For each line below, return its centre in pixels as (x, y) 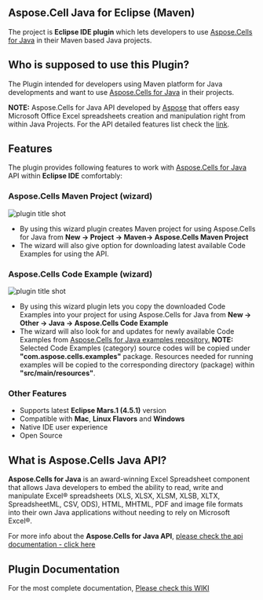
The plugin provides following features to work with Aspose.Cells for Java (128, 167)
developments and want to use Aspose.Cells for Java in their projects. (121, 92)
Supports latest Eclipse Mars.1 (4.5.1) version (93, 411)
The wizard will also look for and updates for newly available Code (127, 331)
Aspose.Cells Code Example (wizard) (80, 274)
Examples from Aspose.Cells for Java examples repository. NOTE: (126, 340)
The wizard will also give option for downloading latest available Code (132, 245)
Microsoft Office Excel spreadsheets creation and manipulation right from (127, 115)
